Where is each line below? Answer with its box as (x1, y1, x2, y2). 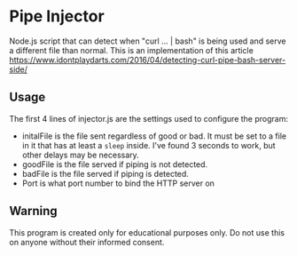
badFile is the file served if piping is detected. (21, 168, 189, 179)
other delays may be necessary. (21, 149, 139, 160)
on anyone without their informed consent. (9, 236, 165, 247)
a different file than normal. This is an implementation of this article (9, 44, 254, 55)
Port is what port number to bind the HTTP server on (21, 178, 215, 188)
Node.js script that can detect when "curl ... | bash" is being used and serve (9, 36, 286, 46)
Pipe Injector (9, 6, 105, 27)
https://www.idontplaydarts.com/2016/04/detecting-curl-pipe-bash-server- (9, 54, 286, 65)
